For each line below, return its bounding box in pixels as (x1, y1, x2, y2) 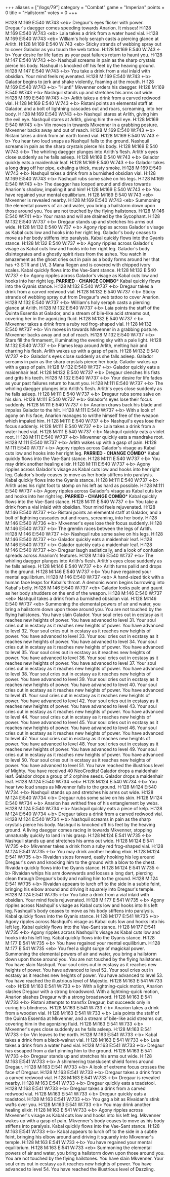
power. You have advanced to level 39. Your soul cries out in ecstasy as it (5, 676, 158, 682)
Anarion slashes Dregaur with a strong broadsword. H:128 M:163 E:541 (5, 994, 152, 1000)
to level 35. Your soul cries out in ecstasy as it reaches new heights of (5, 650, 151, 655)
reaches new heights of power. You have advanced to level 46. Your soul (5, 725, 157, 731)
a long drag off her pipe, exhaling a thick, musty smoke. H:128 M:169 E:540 (5, 165, 162, 171)
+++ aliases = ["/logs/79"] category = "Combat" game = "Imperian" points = (5, 5, 165, 10)
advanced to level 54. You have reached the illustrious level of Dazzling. (5, 1166, 155, 1172)
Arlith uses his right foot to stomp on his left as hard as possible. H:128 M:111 (5, 482, 164, 488)
